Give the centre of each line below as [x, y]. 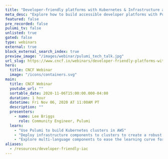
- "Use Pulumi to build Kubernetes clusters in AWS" [70, 130]
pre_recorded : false [27, 24]
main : [11, 79]
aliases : [14, 144]
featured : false [22, 19]
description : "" [26, 107]
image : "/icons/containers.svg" [43, 75]
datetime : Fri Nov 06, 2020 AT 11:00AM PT [54, 103]
